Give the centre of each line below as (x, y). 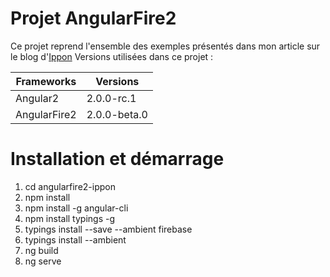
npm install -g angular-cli (76, 208)
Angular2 (37, 98)
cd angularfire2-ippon (70, 186)
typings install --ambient (75, 239)
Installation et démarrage (117, 159)
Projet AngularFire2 (93, 18)
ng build (41, 250)
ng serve (43, 261)
